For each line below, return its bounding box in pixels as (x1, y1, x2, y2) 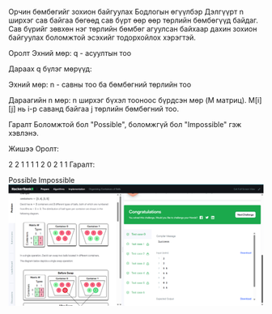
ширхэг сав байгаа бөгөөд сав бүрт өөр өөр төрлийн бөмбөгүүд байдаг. (8, 15, 259, 25)
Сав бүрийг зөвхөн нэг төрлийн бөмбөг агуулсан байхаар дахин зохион (8, 24, 257, 33)
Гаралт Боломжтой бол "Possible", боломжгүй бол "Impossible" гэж (8, 120, 242, 129)
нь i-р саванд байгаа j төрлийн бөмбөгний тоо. (17, 104, 180, 113)
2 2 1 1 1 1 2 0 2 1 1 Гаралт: (8, 159, 96, 169)
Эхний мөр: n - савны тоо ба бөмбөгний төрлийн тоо (8, 80, 192, 89)
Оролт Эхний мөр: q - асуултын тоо (8, 49, 132, 57)
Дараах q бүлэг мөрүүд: (8, 64, 92, 74)
